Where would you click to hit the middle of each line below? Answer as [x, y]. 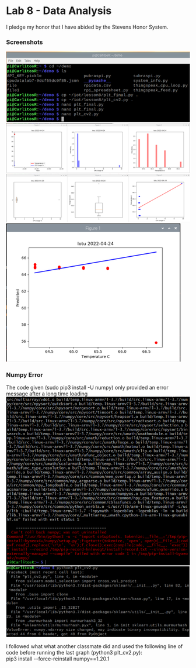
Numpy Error [24, 375]
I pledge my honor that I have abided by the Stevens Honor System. [87, 27]
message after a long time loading [47, 394]
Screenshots [24, 42]
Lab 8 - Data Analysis [59, 11]
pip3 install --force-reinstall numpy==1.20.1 [58, 659]
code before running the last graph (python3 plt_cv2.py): [74, 652]
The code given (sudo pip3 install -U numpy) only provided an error [87, 388]
